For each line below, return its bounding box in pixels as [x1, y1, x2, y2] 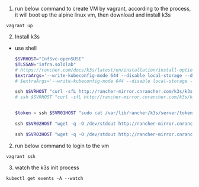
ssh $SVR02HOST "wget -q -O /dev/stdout [14, 121, 116, 127]
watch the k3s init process [14, 164, 79, 171]
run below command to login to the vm [14, 142, 110, 149]
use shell [14, 44, 37, 51]
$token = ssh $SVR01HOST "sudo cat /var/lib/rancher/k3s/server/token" [14, 110, 195, 116]
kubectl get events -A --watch [6, 175, 84, 181]
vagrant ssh [6, 153, 36, 159]
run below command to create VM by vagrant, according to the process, [14, 5, 191, 12]
